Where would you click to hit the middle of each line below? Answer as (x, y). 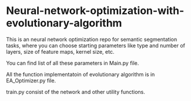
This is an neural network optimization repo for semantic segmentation (92, 39)
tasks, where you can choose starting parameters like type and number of (96, 46)
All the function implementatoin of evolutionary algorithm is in (81, 74)
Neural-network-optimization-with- (95, 11)
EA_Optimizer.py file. (31, 81)
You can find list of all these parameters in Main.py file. (73, 63)
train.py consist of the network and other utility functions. (76, 92)
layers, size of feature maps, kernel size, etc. (60, 51)
